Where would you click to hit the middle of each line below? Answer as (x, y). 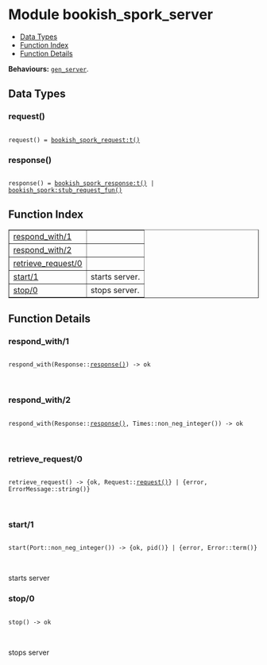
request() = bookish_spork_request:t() (74, 140)
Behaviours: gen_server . (48, 68)
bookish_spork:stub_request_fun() (66, 190)
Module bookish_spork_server (110, 15)
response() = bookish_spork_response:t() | (81, 183)
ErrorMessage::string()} (49, 489)
